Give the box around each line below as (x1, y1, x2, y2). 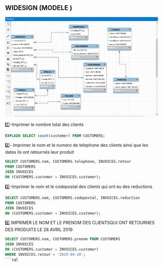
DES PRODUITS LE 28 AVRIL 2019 (5, 227, 73, 233)
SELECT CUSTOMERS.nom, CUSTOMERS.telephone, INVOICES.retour (5, 159, 131, 164)
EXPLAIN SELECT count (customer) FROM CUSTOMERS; (5, 133, 105, 138)
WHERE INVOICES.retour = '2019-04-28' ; (5, 252, 86, 257)
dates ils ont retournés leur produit (5, 149, 74, 155)
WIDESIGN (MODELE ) (5, 4, 73, 12)
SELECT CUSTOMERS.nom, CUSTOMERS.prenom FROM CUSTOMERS (5, 237, 120, 242)
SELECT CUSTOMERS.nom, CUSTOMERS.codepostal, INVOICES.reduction (5, 195, 140, 200)
